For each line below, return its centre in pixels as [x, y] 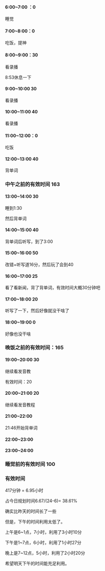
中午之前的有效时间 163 [32, 185]
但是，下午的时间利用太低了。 [35, 521]
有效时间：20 [19, 381]
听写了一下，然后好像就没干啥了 [37, 311]
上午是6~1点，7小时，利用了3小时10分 [43, 532]
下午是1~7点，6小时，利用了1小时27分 [43, 543]
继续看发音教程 [20, 405]
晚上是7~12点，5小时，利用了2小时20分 [45, 553]
